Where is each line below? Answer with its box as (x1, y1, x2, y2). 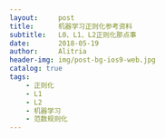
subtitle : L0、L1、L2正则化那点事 (9, 30, 138, 39)
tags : (9, 73, 30, 82)
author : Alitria (9, 47, 88, 56)
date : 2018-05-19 (9, 38, 100, 48)
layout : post (9, 13, 75, 23)
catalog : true (9, 64, 63, 74)
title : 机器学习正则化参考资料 (9, 22, 133, 31)
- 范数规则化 (25, 114, 68, 123)
